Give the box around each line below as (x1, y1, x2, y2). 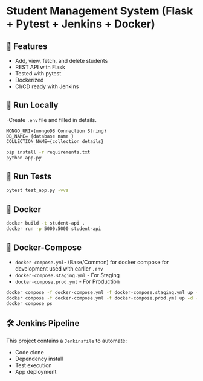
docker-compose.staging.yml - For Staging (14, 271, 120, 278)
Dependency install (14, 355, 63, 363)
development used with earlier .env (14, 264, 104, 272)
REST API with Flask (14, 63, 65, 71)
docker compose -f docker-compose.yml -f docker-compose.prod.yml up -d (6, 295, 193, 301)
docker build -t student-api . (6, 220, 85, 226)
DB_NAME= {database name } (6, 133, 74, 139)
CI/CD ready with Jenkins (14, 83, 79, 90)
